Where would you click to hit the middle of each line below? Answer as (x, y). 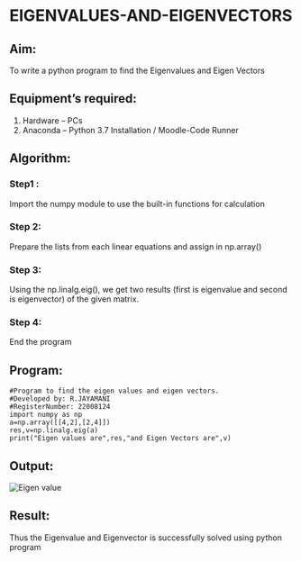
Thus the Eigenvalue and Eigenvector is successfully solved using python (146, 538)
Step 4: (26, 322)
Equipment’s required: (73, 99)
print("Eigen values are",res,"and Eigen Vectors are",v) (120, 439)
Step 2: (26, 227)
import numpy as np (46, 415)
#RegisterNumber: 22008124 (60, 407)
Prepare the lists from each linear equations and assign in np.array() (136, 246)
